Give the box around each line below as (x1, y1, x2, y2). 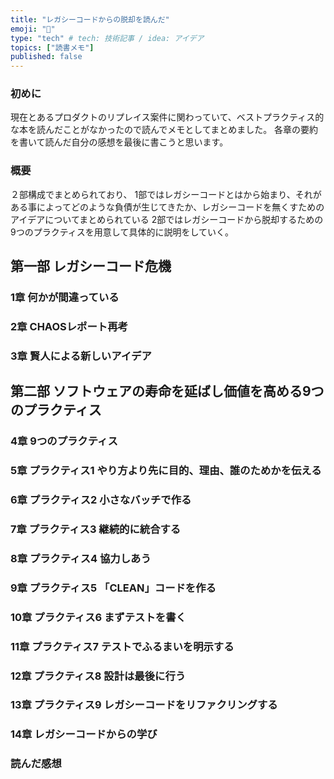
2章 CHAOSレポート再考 (10, 319, 128, 333)
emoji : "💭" (10, 24, 56, 34)
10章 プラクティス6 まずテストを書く (10, 610, 187, 624)
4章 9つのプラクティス (10, 434, 118, 448)
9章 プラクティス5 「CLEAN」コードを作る (10, 581, 217, 595)
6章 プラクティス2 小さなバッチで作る (10, 493, 192, 507)
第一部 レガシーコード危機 (10, 258, 172, 275)
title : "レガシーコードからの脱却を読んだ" (10, 14, 170, 25)
